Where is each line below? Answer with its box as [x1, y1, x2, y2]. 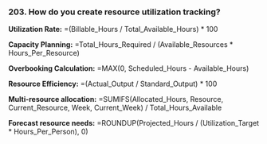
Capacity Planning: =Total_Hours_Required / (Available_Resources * [8, 40, 234, 49]
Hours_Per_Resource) [8, 49, 80, 58]
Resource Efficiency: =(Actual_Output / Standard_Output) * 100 [8, 79, 218, 89]
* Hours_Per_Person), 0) [8, 126, 89, 137]
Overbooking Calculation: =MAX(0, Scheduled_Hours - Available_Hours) [8, 64, 249, 73]
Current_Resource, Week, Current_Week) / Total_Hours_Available [8, 103, 222, 113]
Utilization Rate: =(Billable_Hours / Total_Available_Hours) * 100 [8, 25, 218, 34]
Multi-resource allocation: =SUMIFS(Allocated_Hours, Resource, [8, 95, 224, 104]
